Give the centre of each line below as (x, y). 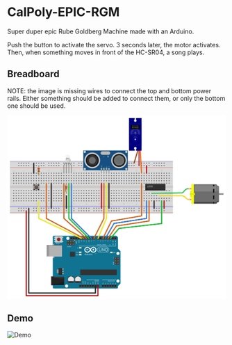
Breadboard (33, 74)
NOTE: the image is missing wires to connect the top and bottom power (109, 90)
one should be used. (36, 106)
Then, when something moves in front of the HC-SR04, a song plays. (106, 52)
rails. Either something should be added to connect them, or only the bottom (116, 98)
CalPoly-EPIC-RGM (64, 12)
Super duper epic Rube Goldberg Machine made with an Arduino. (101, 31)
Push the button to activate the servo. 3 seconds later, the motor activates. (114, 45)
